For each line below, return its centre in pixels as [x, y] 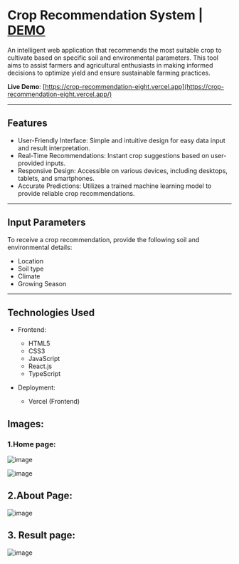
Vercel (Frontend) [54, 402]
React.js [40, 366]
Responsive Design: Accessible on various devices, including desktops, [122, 170]
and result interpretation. [54, 148]
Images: [26, 424]
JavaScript [44, 359]
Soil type [31, 268]
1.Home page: [32, 444]
